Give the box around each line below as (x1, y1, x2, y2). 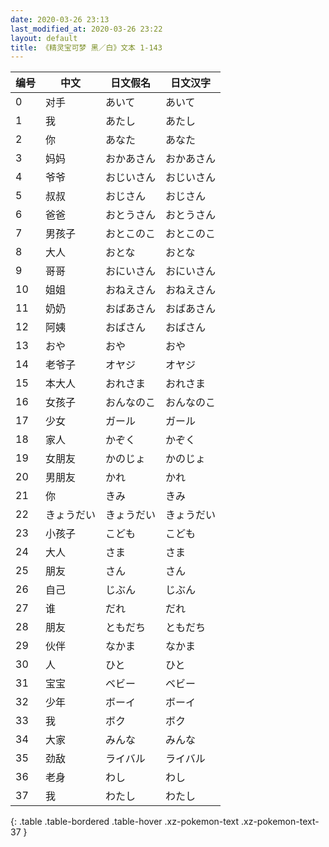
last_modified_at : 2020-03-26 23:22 (10, 24, 163, 34)
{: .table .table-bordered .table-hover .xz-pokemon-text (10, 816, 240, 828)
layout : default (10, 33, 78, 43)
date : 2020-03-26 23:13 (10, 14, 110, 25)
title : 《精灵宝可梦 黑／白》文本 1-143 (10, 42, 163, 53)
